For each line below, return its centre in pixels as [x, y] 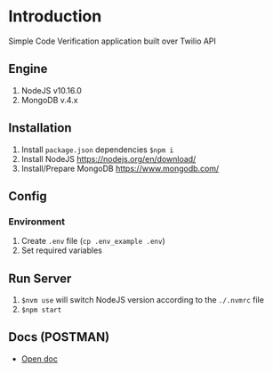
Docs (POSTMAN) [59, 337]
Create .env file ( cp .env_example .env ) [93, 241]
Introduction [55, 16]
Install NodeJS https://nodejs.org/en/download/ [108, 158]
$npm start [41, 310]
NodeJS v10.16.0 [51, 90]
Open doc [40, 359]
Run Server [40, 278]
